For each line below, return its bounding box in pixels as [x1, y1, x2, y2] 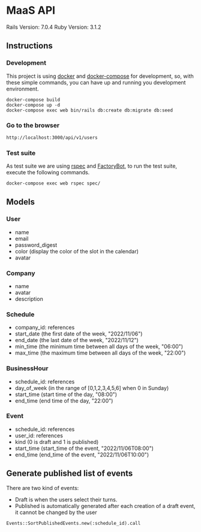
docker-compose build [6, 96, 61, 102]
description [14, 295, 43, 303]
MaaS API [6, 4, 56, 17]
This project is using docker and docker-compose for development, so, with [6, 72, 194, 80]
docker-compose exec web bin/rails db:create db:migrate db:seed [6, 107, 173, 113]
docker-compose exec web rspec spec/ [6, 180, 101, 186]
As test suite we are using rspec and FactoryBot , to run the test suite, [6, 162, 178, 170]
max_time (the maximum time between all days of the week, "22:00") [14, 349, 186, 356]
